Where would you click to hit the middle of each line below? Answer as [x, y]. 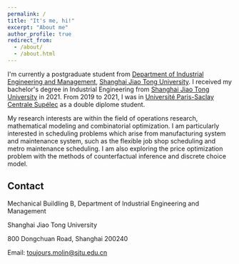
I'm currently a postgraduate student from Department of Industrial [106, 74]
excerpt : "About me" [38, 27]
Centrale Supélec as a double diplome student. [76, 104]
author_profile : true [40, 34]
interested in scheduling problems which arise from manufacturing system [117, 133]
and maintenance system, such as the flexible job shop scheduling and [112, 141]
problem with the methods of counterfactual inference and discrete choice [117, 156]
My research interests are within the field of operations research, [103, 118]
